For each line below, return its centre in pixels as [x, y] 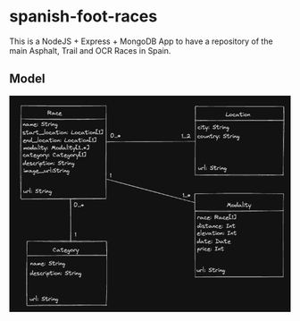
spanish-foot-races [83, 17]
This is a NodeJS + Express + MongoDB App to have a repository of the [142, 41]
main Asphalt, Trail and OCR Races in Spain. [90, 50]
